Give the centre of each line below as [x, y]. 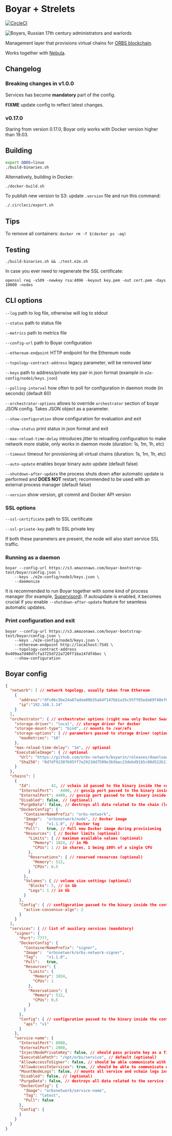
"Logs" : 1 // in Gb [49, 891]
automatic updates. [26, 607]
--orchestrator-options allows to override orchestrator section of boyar [82, 403]
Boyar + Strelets [40, 9]
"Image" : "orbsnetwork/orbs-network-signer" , [74, 953]
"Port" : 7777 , [34, 938]
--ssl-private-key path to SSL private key [50, 529]
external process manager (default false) [48, 484]
